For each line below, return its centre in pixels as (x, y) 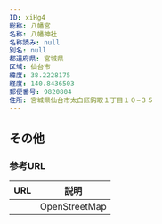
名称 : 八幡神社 (33, 34)
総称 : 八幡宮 (30, 26)
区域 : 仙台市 (30, 68)
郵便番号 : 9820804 (41, 92)
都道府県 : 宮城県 (36, 59)
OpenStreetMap (73, 207)
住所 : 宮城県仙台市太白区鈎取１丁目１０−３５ (81, 100)
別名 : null (28, 51)
